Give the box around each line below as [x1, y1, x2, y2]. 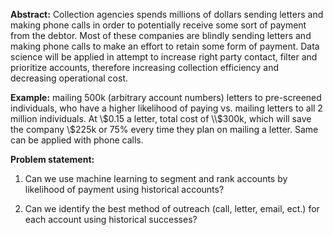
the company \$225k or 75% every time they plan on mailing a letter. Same [10, 124, 319, 135]
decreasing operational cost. [10, 72, 128, 84]
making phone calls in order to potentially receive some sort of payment [10, 19, 307, 31]
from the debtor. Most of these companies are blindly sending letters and [10, 30, 312, 41]
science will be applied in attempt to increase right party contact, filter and [10, 51, 318, 63]
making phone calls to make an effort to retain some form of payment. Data [10, 40, 320, 52]
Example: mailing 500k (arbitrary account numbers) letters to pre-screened [10, 92, 322, 103]
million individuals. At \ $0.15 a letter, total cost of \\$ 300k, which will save [10, 113, 312, 124]
